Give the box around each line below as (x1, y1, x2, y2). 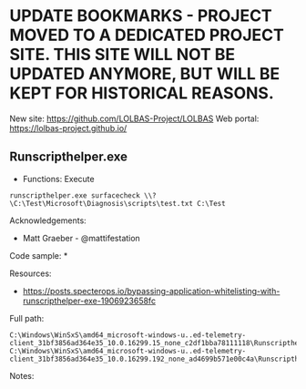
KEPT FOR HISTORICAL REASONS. (9, 83, 275, 104)
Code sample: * (9, 250, 68, 261)
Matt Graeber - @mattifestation (22, 232, 141, 243)
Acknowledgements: (9, 215, 87, 226)
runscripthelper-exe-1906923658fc (22, 295, 157, 306)
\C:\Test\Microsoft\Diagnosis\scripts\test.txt (9, 199, 194, 208)
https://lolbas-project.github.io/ (9, 122, 127, 133)
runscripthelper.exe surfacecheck (9, 190, 141, 200)
